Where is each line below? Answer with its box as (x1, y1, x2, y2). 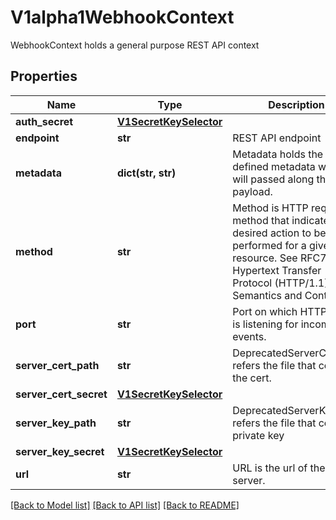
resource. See (232, 251, 298, 265)
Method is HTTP (232, 201, 309, 215)
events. (232, 329, 267, 343)
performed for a (232, 238, 307, 252)
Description (268, 97, 325, 111)
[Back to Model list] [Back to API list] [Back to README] (10, 499, 240, 511)
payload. (232, 184, 273, 198)
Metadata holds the (232, 147, 324, 161)
